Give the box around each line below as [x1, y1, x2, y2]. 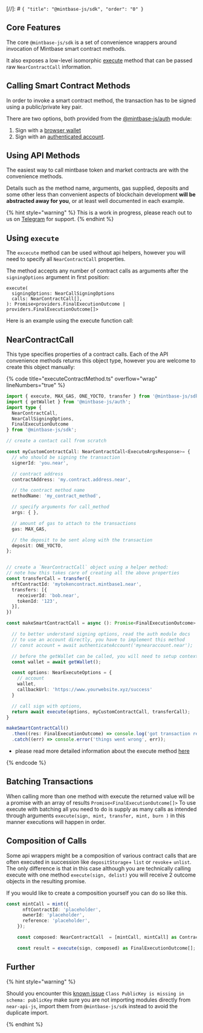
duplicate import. [6, 1009, 49, 1016]
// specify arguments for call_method [11, 504, 110, 510]
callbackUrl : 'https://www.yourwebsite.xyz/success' [17, 687, 153, 693]
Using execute [6, 233, 59, 243]
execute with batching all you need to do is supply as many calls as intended [6, 805, 197, 813]
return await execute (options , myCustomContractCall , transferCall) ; [11, 709, 190, 715]
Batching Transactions [6, 776, 94, 787]
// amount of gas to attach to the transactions [11, 520, 137, 526]
